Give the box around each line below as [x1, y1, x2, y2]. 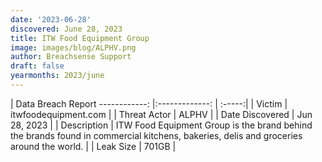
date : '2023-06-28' [10, 14, 92, 25]
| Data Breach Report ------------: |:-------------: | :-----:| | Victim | [10, 97, 288, 110]
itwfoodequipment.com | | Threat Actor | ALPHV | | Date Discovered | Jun [10, 108, 313, 120]
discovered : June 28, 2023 [10, 24, 123, 34]
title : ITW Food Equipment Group [10, 33, 150, 43]
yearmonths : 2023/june [10, 71, 105, 81]
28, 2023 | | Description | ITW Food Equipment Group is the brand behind [10, 119, 313, 131]
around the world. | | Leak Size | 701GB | [10, 140, 177, 152]
